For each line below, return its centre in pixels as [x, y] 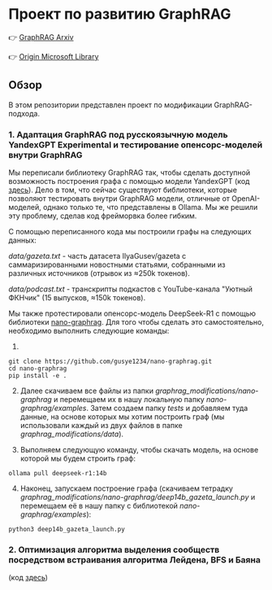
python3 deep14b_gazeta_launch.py [67, 530]
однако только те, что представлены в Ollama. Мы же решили [151, 208]
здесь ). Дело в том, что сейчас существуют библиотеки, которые [123, 190]
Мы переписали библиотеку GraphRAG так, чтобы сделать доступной [130, 173]
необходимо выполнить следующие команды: [89, 331]
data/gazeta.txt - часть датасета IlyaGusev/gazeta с [97, 256]
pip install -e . [38, 376]
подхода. [24, 113]
